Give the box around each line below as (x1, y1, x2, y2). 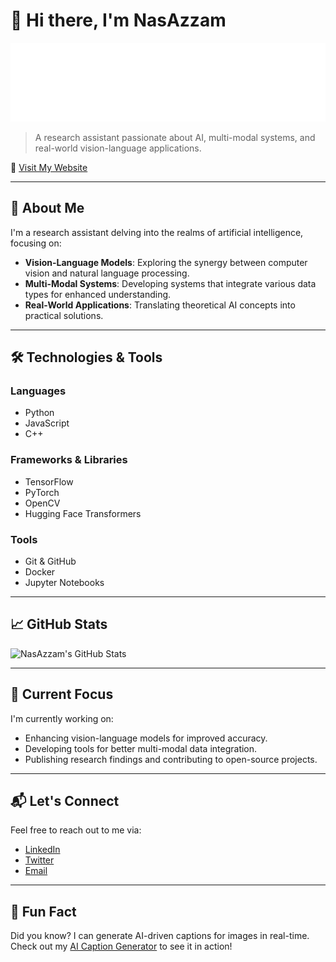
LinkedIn (24, 844, 61, 856)
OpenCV (24, 497, 61, 509)
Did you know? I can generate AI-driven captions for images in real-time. (10, 930, 310, 942)
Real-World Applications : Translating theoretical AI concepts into (24, 299, 296, 311)
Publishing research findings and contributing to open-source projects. (24, 753, 318, 765)
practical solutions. (24, 309, 104, 321)
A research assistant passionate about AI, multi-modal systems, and (34, 131, 316, 143)
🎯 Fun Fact (10, 903, 77, 920)
